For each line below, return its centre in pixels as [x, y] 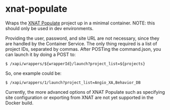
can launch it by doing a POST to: [40, 54]
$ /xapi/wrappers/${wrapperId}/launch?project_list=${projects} [75, 64]
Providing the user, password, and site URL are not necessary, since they [82, 38]
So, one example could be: [34, 73]
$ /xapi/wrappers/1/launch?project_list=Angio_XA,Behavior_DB [73, 82]
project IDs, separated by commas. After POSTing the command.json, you [83, 49]
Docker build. [19, 103]
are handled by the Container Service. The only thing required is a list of [81, 43]
